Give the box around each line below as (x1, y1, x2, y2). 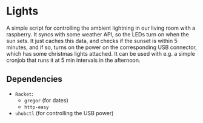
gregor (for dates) (24, 96, 68, 104)
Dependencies (6, 74, 62, 84)
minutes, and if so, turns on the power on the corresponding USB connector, (6, 44, 197, 51)
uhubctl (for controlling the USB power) (15, 109, 114, 116)
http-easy (24, 104, 50, 110)
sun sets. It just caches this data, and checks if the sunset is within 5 (6, 37, 178, 44)
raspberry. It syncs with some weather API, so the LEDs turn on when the (6, 30, 189, 38)
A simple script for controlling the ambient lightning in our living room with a (6, 24, 196, 32)
